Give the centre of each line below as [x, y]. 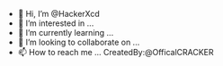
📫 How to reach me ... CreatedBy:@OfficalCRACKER [116, 52]
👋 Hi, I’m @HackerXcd [59, 14]
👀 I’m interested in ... [56, 23]
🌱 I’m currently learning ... [66, 33]
